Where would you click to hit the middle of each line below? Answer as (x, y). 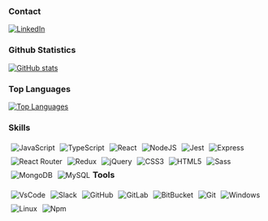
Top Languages (40, 89)
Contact (25, 11)
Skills (19, 128)
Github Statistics (42, 50)
